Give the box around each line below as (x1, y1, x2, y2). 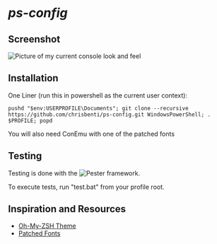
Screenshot (8, 33, 61, 45)
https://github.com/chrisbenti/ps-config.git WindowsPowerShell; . (8, 111, 211, 118)
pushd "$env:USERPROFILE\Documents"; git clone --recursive (8, 105, 189, 112)
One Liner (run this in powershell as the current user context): (8, 91, 188, 100)
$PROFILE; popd (8, 117, 53, 124)
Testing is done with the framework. (8, 168, 141, 178)
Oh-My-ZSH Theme (18, 221, 76, 231)
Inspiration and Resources (8, 203, 127, 215)
